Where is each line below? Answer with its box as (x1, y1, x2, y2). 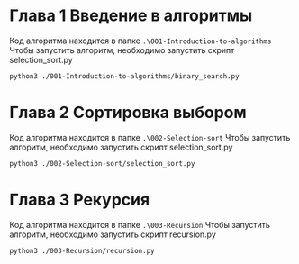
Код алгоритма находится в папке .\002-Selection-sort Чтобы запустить (9, 132, 291, 142)
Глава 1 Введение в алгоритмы (9, 5, 253, 26)
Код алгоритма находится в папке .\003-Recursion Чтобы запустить (9, 219, 270, 230)
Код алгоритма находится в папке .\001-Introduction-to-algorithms (9, 35, 272, 46)
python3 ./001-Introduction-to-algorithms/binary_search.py (9, 71, 240, 81)
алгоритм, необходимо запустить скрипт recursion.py (9, 229, 216, 240)
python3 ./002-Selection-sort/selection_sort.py (9, 159, 195, 168)
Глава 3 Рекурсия (9, 189, 150, 210)
